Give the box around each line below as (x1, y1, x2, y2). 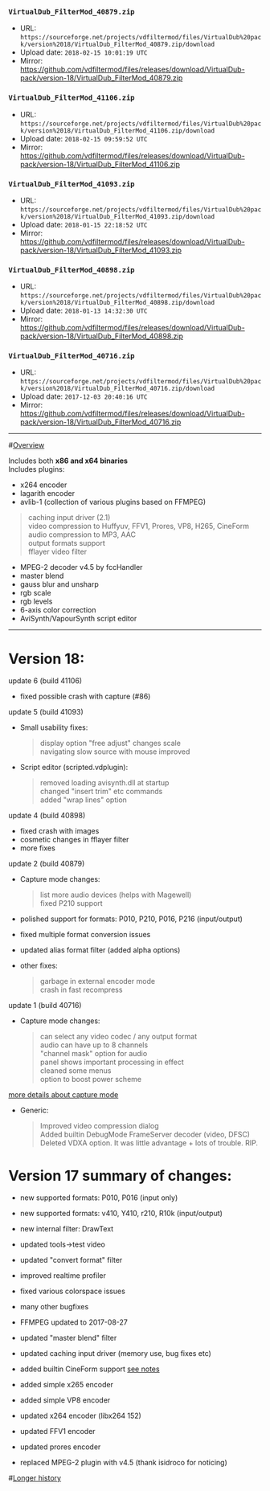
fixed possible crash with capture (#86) (19, 691, 151, 702)
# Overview (8, 440, 45, 450)
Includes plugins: (8, 465, 65, 474)
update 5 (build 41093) (8, 707, 84, 717)
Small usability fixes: (19, 723, 88, 732)
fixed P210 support (39, 899, 103, 908)
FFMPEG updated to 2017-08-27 (19, 1317, 129, 1327)
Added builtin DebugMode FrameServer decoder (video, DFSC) (39, 1129, 251, 1140)
